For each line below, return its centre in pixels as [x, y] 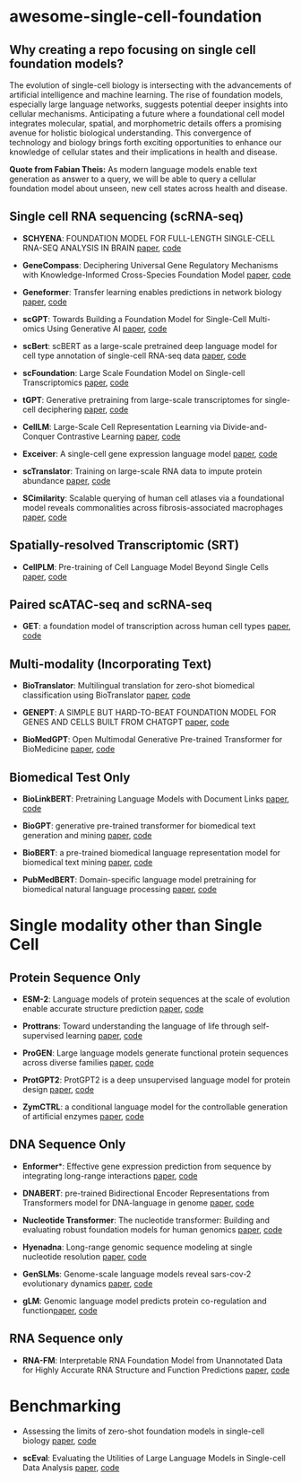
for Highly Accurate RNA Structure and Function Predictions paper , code [156, 1370]
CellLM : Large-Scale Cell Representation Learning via [121, 426]
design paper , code [58, 1090]
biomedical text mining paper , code [87, 863]
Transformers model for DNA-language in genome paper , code [138, 1202]
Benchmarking [65, 1406]
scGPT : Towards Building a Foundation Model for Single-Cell [134, 319]
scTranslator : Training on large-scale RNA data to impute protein [142, 471]
